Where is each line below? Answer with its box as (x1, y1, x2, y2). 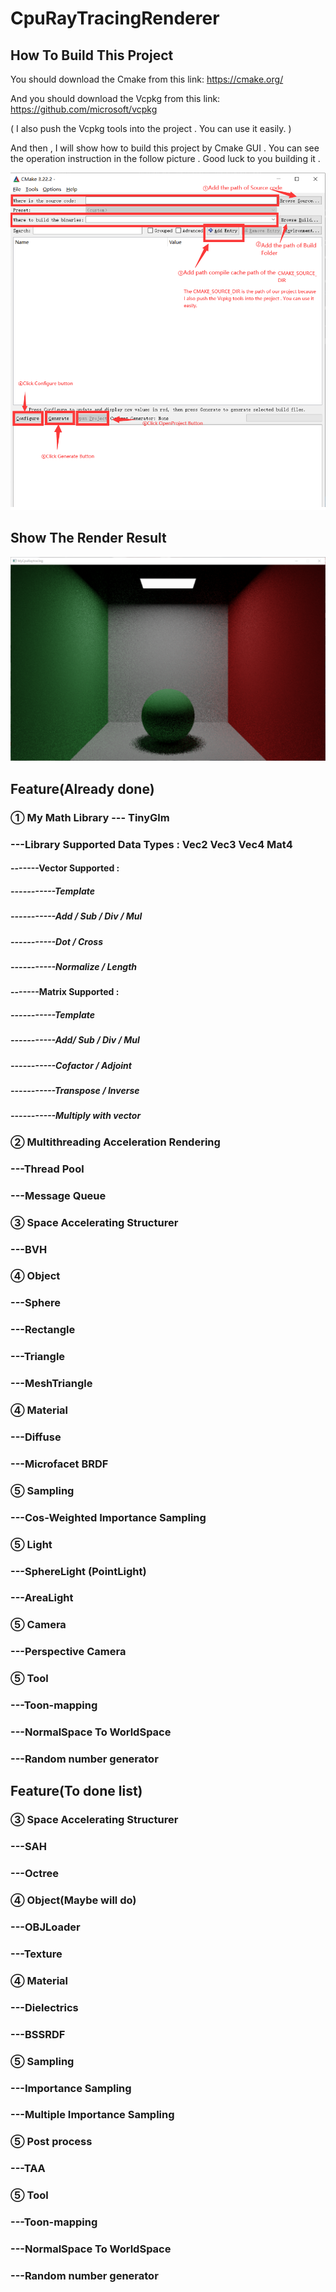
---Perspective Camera (10, 1645, 127, 1659)
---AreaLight (10, 1591, 74, 1605)
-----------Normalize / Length (10, 960, 138, 972)
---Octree (10, 1867, 59, 1881)
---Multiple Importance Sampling (10, 2108, 175, 2122)
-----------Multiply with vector (10, 1110, 142, 1122)
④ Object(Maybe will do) (10, 1893, 137, 1907)
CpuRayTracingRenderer (10, 7, 220, 30)
